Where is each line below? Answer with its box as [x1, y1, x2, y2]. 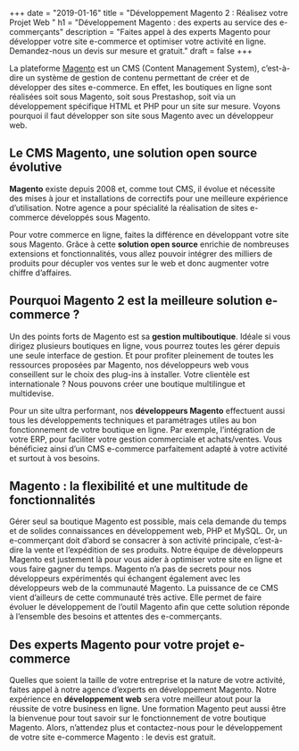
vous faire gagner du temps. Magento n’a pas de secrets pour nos [9, 563, 252, 575]
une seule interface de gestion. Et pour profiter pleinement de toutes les [9, 350, 274, 360]
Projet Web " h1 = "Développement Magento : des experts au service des [9, 17, 278, 28]
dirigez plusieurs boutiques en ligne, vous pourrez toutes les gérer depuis [9, 340, 281, 351]
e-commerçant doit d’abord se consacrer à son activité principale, [9, 536, 253, 546]
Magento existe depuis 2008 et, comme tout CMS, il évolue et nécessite [9, 183, 276, 194]
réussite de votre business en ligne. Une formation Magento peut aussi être [9, 704, 287, 714]
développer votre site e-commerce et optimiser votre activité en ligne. [9, 36, 266, 46]
